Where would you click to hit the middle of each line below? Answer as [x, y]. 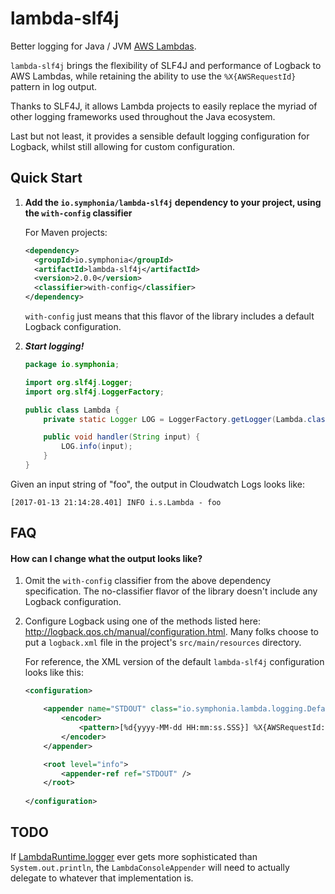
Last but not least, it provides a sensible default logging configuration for [160, 136]
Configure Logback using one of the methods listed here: [142, 621]
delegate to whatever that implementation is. [102, 878]
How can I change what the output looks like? [106, 558]
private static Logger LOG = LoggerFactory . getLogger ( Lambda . [175, 419]
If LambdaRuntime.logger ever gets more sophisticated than [134, 856]
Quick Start [46, 178]
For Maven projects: [66, 232]
